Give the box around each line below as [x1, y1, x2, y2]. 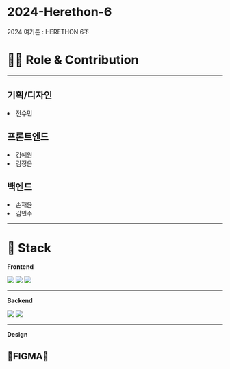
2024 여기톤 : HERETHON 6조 [7, 27, 90, 36]
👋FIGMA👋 [7, 350, 49, 362]
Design [7, 331, 28, 339]
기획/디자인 [7, 90, 53, 102]
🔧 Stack [7, 240, 51, 256]
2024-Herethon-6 [7, 4, 112, 20]
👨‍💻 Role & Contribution [7, 52, 139, 68]
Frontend [7, 263, 34, 271]
